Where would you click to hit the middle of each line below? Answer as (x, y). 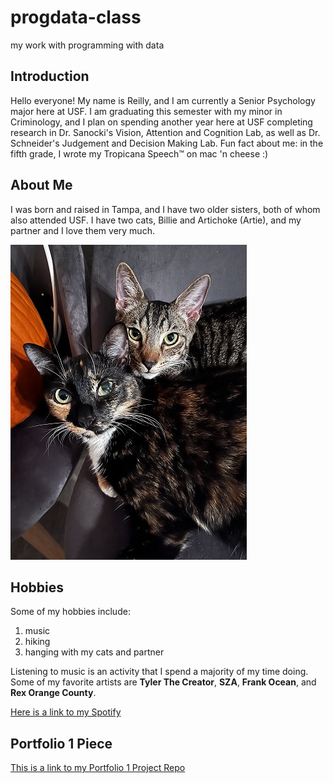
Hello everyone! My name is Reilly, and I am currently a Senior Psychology (163, 100)
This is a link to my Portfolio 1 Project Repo (98, 768)
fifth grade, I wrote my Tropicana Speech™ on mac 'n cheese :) (139, 153)
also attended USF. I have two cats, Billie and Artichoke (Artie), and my (156, 220)
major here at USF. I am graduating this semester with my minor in (146, 111)
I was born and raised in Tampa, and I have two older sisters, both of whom (165, 209)
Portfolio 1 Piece (61, 743)
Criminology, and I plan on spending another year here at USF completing (161, 122)
